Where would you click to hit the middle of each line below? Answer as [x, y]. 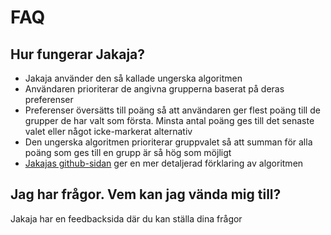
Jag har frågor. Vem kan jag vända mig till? [146, 194]
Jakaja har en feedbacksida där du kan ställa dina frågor [126, 218]
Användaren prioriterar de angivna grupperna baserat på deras [154, 89]
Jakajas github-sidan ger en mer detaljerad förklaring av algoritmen [164, 163]
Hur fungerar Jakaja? [78, 54]
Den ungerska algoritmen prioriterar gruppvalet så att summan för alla [168, 142]
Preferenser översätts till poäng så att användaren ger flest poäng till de [172, 110]
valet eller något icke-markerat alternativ [108, 131]
